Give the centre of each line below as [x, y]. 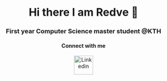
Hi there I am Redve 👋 [83, 12]
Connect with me [83, 45]
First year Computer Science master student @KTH [83, 31]
